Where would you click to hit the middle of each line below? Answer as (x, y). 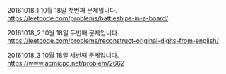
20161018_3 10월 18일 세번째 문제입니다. (63, 55)
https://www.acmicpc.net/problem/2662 (66, 63)
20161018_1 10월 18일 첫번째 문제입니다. (63, 10)
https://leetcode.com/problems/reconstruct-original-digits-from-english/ (113, 41)
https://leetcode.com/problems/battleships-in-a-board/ (88, 18)
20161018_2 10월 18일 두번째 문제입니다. (64, 33)
